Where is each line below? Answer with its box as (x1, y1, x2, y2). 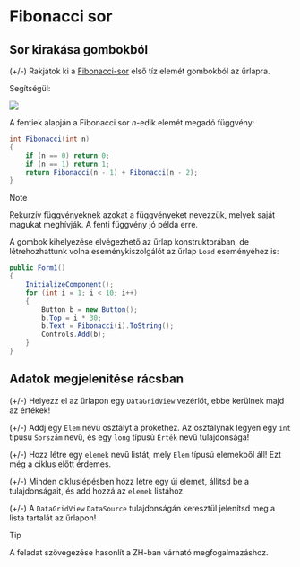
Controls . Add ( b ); (41, 330, 106, 339)
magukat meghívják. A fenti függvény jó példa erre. (9, 219, 199, 230)
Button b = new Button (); (41, 305, 139, 314)
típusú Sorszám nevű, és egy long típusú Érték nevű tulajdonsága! (9, 432, 250, 442)
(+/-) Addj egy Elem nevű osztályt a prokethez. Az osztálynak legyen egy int (9, 422, 291, 433)
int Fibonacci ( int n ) (9, 134, 90, 143)
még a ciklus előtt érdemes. (9, 459, 112, 469)
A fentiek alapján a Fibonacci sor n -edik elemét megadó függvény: (9, 117, 255, 127)
